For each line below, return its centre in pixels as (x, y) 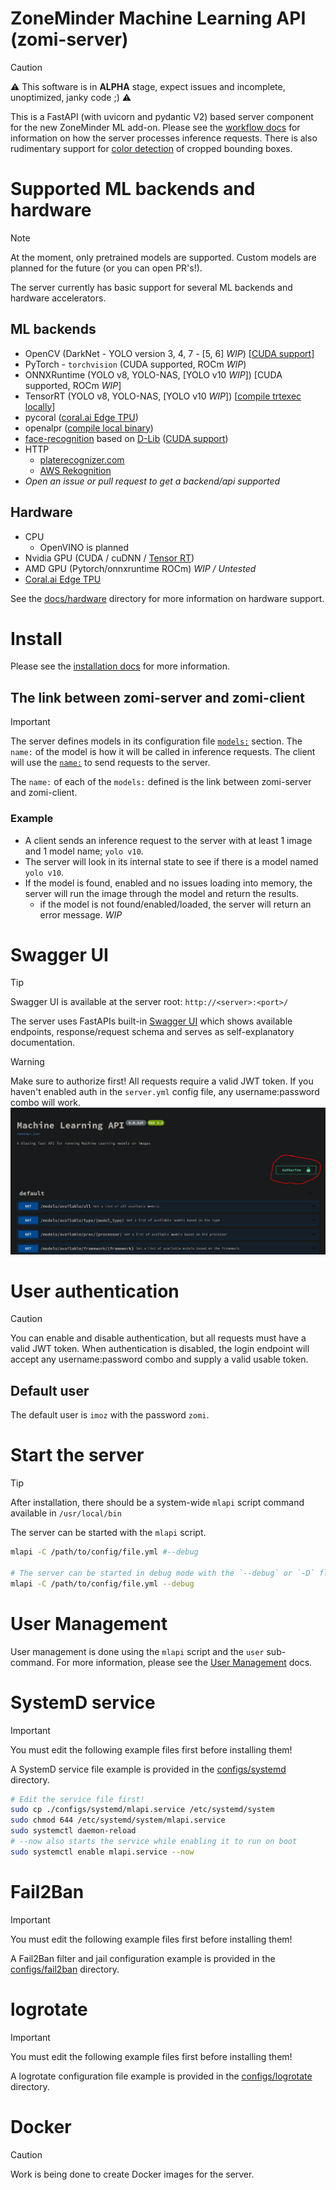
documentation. (43, 1043)
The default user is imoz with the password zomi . (110, 1415)
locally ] (40, 406)
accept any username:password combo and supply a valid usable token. (159, 1359)
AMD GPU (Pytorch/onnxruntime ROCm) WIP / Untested (140, 568)
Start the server (77, 1455)
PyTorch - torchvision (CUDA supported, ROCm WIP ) (135, 364)
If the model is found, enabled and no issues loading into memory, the (168, 883)
